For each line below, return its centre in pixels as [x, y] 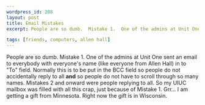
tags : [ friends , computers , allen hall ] [59, 40]
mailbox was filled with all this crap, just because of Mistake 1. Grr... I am [97, 89]
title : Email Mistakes [35, 23]
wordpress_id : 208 [30, 12]
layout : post [23, 18]
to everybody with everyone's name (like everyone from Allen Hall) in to [96, 64]
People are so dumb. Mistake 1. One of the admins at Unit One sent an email [102, 57]
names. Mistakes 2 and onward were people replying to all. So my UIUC [96, 83]
